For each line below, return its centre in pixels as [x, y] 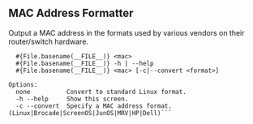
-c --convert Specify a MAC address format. [94, 106]
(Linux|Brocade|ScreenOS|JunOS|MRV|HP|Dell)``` [90, 113]
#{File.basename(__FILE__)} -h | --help [85, 63]
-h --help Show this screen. [72, 99]
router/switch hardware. [49, 41]
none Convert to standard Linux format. [101, 92]
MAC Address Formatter [71, 13]
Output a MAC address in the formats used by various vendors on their [126, 32]
